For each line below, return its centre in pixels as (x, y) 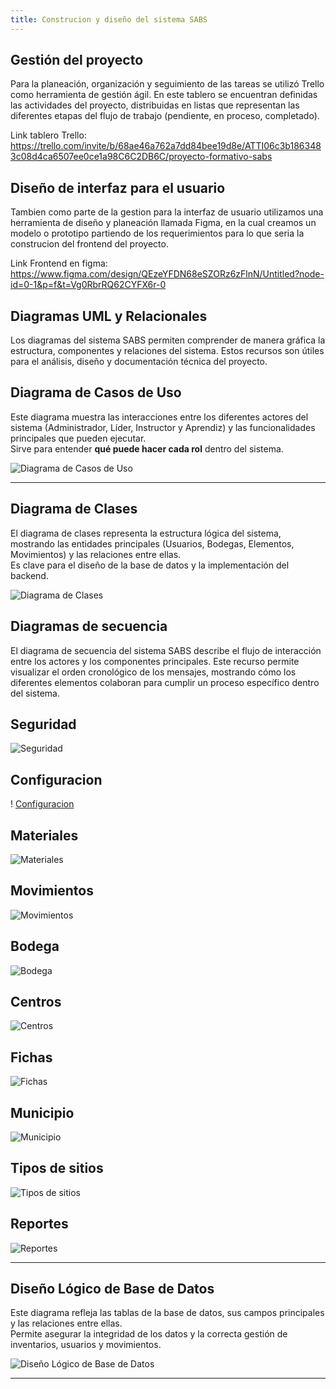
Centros (36, 1001)
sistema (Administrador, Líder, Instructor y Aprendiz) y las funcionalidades (163, 427)
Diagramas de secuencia (89, 626)
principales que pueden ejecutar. (78, 438)
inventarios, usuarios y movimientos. (86, 1345)
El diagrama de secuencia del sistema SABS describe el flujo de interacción (166, 650)
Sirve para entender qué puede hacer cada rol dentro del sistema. (147, 448)
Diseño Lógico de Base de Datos (112, 1289)
